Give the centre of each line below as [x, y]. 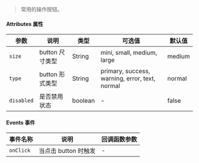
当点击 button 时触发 [67, 151]
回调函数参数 [119, 139]
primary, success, [125, 71]
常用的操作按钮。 [41, 9]
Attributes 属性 [25, 24]
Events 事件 [21, 122]
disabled [21, 101]
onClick [20, 151]
